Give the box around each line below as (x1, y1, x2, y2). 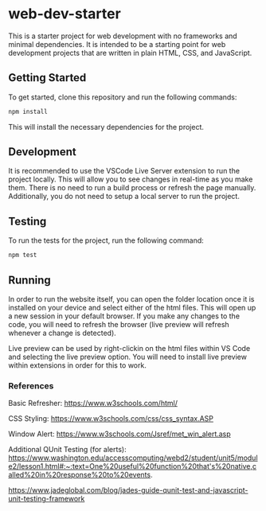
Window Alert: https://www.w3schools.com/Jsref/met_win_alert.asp (8, 429, 231, 439)
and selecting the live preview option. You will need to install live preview (8, 352, 247, 361)
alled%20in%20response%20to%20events (8, 470, 151, 480)
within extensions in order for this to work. (8, 360, 147, 370)
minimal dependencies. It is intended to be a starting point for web (8, 39, 226, 49)
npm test (8, 252, 37, 259)
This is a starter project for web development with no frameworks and (8, 31, 237, 41)
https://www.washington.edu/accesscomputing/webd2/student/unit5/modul (8, 453, 258, 462)
